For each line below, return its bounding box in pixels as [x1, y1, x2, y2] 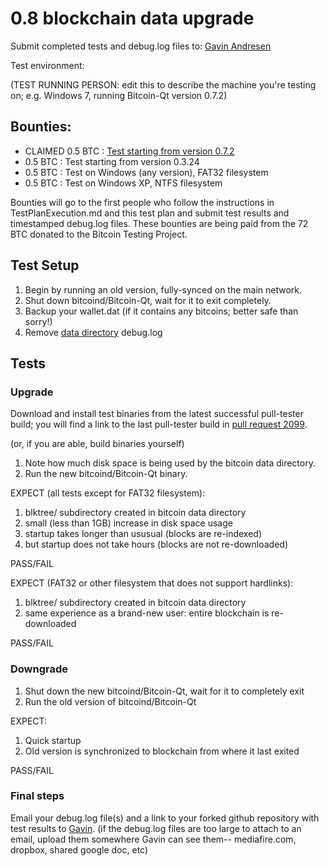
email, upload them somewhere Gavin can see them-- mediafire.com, [10, 833, 297, 845]
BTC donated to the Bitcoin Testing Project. [10, 228, 188, 240]
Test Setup [10, 257, 80, 274]
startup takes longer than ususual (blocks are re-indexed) [24, 528, 263, 540]
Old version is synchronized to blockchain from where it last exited [24, 745, 300, 757]
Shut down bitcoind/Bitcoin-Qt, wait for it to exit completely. [24, 294, 272, 306]
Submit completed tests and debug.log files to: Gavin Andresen [10, 40, 272, 52]
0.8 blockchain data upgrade [10, 7, 255, 30]
